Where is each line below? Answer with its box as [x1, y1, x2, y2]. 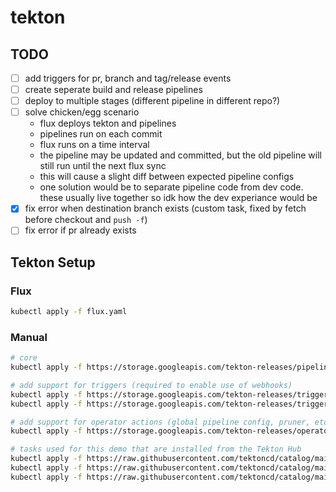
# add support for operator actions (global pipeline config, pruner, [10, 417, 311, 427]
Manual [10, 330, 48, 344]
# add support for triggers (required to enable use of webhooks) [10, 380, 293, 390]
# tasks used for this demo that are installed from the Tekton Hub [10, 444, 302, 455]
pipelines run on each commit [39, 128, 163, 140]
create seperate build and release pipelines [24, 84, 203, 96]
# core [10, 353, 38, 363]
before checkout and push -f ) [24, 214, 148, 226]
